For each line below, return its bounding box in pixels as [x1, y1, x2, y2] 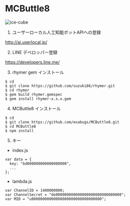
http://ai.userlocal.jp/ [5, 39, 48, 45]
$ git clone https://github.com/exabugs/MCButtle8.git [5, 119, 120, 124]
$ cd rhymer [5, 88, 29, 92]
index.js [12, 147, 28, 153]
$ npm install [5, 128, 34, 133]
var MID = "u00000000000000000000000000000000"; [5, 196, 106, 202]
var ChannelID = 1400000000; [5, 188, 65, 193]
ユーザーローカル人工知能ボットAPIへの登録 [12, 29, 101, 35]
